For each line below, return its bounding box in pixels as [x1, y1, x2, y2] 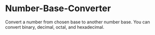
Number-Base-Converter [5, 3, 111, 14]
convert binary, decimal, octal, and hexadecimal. [5, 24, 104, 30]
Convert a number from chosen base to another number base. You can [5, 19, 150, 25]
